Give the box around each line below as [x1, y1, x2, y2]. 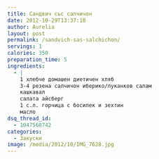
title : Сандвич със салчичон [7, 10, 92, 18]
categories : [7, 128, 42, 135]
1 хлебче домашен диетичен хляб [20, 75, 114, 83]
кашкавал [20, 89, 46, 96]
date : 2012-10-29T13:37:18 [7, 17, 86, 24]
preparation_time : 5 [7, 56, 68, 63]
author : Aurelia [7, 23, 55, 30]
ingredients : [7, 63, 46, 70]
